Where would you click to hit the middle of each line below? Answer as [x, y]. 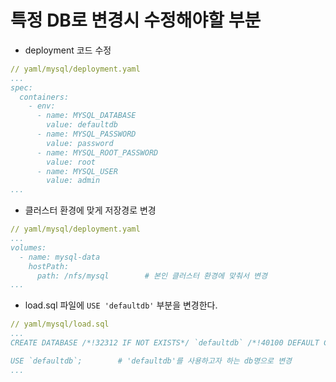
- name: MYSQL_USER [77, 171]
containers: [44, 97]
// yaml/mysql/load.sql [60, 324]
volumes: [28, 247]
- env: [42, 106]
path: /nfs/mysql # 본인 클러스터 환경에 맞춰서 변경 [152, 276]
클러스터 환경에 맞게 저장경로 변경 [90, 210]
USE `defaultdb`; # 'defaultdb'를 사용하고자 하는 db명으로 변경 [151, 361]
